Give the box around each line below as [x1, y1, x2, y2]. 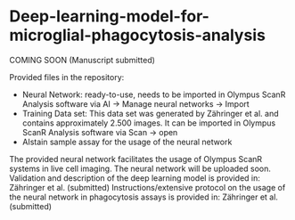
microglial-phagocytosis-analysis [9, 25, 266, 45]
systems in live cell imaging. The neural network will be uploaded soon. [9, 163, 272, 174]
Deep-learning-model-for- [9, 6, 209, 27]
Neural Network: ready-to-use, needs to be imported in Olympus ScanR [21, 89, 286, 100]
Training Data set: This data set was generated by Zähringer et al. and [21, 108, 279, 118]
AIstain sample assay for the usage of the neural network [21, 136, 233, 147]
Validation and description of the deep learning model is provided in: [9, 172, 261, 183]
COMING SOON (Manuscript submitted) [9, 54, 156, 65]
